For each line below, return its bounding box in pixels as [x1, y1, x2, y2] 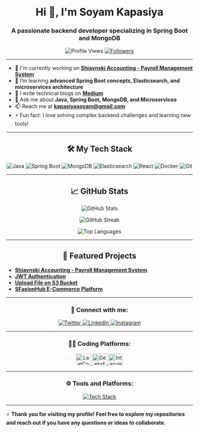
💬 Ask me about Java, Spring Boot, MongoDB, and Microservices [14, 96, 177, 103]
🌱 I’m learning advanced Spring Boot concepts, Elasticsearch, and [14, 77, 180, 84]
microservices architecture [14, 83, 84, 91]
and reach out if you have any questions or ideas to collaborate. [6, 419, 166, 426]
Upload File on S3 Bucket [14, 279, 78, 286]
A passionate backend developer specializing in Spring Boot [11, 27, 188, 35]
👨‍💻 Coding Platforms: [68, 340, 131, 348]
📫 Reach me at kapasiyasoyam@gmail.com [14, 103, 126, 110]
